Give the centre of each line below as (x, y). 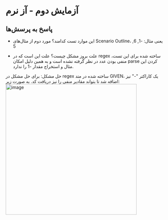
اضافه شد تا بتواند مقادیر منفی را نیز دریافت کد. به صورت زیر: (63, 81)
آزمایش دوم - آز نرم (42, 11)
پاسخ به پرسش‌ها (29, 29)
